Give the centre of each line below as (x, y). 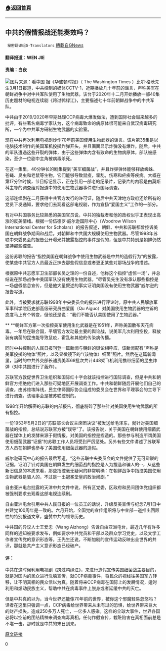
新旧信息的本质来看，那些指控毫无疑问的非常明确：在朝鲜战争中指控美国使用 (83, 470)
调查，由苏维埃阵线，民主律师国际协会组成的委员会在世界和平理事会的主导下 (83, 389)
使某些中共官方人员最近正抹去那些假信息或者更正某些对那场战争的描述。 (79, 262)
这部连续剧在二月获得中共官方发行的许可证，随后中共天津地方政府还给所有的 (83, 198)
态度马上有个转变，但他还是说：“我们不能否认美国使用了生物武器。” (73, 314)
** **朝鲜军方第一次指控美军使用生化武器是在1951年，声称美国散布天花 (77, 325)
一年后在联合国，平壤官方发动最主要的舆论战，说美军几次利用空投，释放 (87, 331)
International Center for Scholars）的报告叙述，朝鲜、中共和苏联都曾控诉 (80, 227)
